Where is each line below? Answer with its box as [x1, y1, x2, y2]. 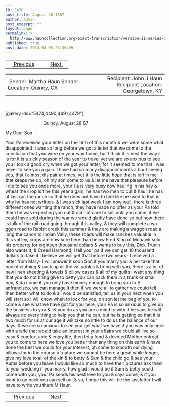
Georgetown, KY [123, 87, 162, 94]
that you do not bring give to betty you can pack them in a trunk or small [5, 274, 156, 280]
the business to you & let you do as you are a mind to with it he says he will [5, 306, 161, 312]
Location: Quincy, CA [8, 84, 58, 91]
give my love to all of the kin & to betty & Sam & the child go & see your [5, 355, 153, 361]
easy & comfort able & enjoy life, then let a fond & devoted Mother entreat [5, 333, 159, 340]
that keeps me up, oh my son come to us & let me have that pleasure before [5, 177, 163, 183]
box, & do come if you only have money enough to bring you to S [5, 279, 141, 285]
